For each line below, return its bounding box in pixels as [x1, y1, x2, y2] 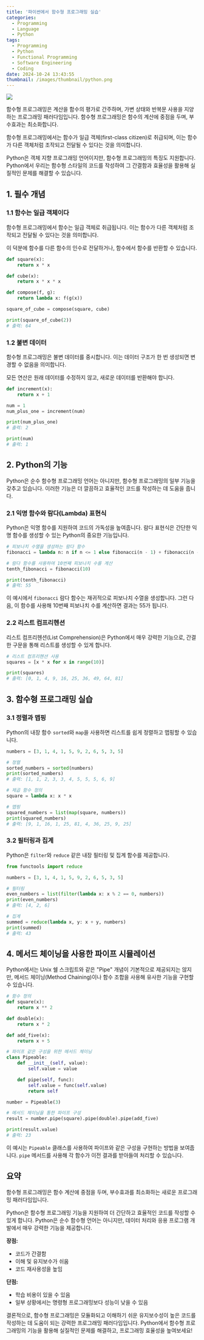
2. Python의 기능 [6, 460, 68, 470]
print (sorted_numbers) [6, 770, 64, 777]
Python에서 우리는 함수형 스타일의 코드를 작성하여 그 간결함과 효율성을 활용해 [6, 162, 189, 169]
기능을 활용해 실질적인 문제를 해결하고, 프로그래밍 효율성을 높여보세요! [27, 1327, 193, 1334]
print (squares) [6, 670, 45, 676]
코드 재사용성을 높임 [15, 1265, 63, 1273]
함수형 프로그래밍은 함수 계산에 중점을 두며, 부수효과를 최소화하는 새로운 [6, 1188, 177, 1195]
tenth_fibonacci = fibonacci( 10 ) [6, 566, 91, 572]
